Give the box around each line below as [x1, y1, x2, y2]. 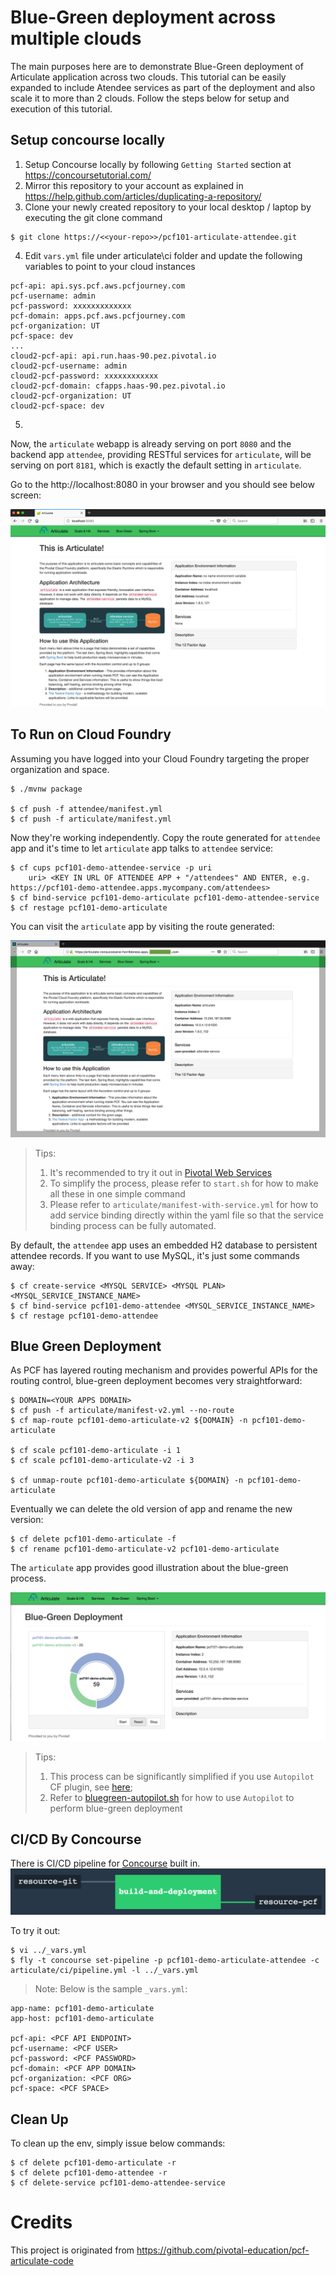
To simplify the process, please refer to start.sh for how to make [49, 1177, 319, 1189]
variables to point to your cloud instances [24, 260, 196, 272]
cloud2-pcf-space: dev [10, 401, 105, 411]
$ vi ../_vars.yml [10, 1946, 87, 1956]
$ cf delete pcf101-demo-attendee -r [10, 2168, 168, 2178]
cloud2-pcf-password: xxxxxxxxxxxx [10, 371, 159, 381]
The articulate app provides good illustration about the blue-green [10, 1562, 289, 1574]
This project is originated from [10, 2244, 135, 2256]
